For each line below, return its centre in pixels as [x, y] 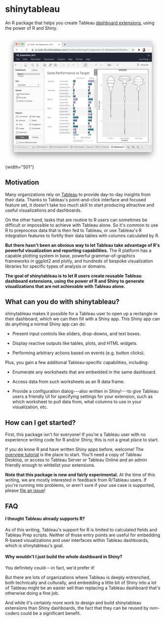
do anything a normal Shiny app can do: [46, 324]
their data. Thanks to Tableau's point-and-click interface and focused [76, 199]
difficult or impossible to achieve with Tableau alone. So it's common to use [82, 225]
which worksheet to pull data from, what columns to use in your [77, 402]
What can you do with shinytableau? [62, 302]
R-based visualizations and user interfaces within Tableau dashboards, [77, 540]
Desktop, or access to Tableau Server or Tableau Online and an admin [76, 460]
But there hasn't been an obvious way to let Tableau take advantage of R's [82, 245]
